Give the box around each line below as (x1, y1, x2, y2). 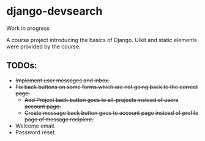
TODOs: (6, 60, 37, 71)
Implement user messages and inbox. (15, 76, 110, 84)
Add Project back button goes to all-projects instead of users (24, 96, 179, 103)
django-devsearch (6, 4, 103, 18)
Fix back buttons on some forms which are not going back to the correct (15, 83, 198, 90)
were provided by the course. (6, 43, 81, 50)
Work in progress (6, 24, 50, 32)
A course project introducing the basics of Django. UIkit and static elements (6, 36, 197, 43)
